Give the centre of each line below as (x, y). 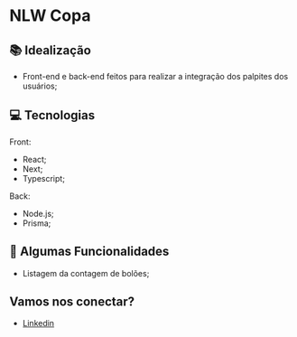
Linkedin (38, 323)
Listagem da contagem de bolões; (86, 273)
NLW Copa (50, 16)
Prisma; (37, 223)
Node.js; (38, 213)
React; (34, 159)
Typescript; (44, 178)
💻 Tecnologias (52, 115)
